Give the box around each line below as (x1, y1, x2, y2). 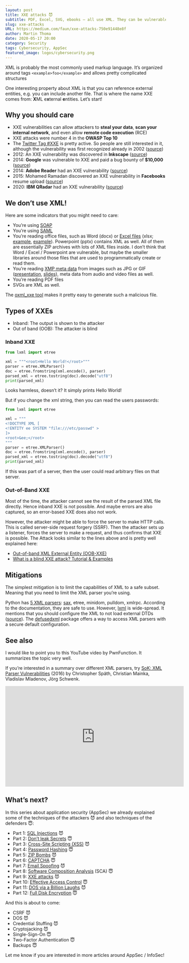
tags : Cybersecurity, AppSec (5, 45, 67, 51)
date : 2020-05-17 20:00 (5, 36, 56, 41)
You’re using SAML (12, 228, 53, 234)
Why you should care (5, 110, 74, 119)
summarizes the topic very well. (5, 655, 72, 662)
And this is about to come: (5, 900, 60, 906)
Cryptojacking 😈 (12, 926, 48, 932)
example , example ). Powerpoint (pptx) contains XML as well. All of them (12, 239, 164, 245)
